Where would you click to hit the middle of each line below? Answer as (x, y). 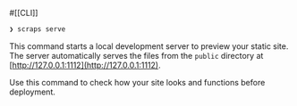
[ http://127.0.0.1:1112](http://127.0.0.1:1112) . (85, 65)
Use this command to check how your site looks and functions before (137, 82)
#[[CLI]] (24, 13)
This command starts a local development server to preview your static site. (149, 46)
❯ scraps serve (38, 29)
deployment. (32, 92)
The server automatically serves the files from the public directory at (136, 55)
